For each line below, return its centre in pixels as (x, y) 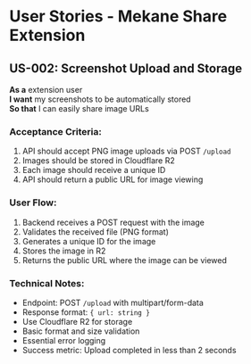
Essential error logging (64, 340)
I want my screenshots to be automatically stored (100, 99)
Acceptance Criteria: (56, 131)
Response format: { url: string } (86, 312)
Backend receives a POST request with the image (113, 222)
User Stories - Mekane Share (118, 17)
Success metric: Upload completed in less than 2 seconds (129, 350)
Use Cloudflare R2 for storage (77, 321)
